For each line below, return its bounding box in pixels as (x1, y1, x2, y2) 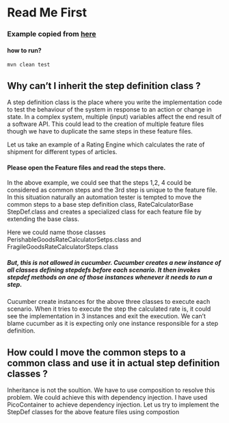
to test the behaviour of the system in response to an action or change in (7, 105, 212, 114)
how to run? (7, 46, 42, 54)
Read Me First (7, 5, 87, 21)
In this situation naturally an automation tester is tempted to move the (7, 193, 202, 201)
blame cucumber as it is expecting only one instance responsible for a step (7, 320, 219, 328)
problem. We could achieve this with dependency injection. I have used (7, 394, 208, 402)
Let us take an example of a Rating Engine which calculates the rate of (7, 140, 205, 149)
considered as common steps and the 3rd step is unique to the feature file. (7, 186, 217, 194)
